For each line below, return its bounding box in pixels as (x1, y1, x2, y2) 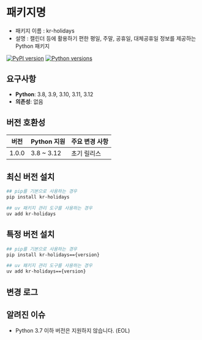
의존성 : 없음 (15, 97, 44, 105)
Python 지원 (30, 137, 65, 146)
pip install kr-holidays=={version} (6, 252, 100, 258)
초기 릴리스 (71, 149, 102, 157)
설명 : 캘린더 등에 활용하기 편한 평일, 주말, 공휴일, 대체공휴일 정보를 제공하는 (15, 34, 196, 42)
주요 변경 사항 (71, 137, 109, 146)
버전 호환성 (6, 118, 46, 128)
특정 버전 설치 (6, 229, 55, 240)
